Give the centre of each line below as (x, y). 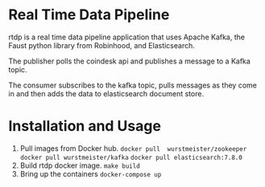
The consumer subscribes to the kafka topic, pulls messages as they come (133, 85)
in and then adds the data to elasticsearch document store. (106, 93)
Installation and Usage (85, 126)
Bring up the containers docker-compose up (91, 173)
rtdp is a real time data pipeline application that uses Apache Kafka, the (127, 37)
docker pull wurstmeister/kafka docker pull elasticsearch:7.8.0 (131, 157)
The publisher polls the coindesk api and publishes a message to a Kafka (130, 61)
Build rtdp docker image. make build (80, 165)
